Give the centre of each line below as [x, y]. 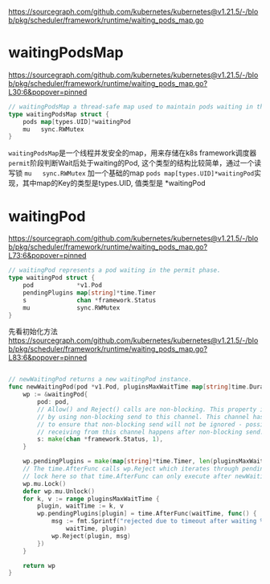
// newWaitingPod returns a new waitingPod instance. [100, 380]
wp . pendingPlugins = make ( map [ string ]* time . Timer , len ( [119, 462]
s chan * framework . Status [90, 300]
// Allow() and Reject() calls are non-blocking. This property [147, 409]
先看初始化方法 [33, 331]
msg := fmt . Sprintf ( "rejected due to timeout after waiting [154, 521]
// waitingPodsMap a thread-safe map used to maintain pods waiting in [131, 107]
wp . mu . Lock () [45, 483]
